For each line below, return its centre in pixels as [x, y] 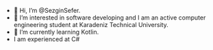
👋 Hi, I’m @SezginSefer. [47, 10]
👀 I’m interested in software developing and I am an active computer [110, 18]
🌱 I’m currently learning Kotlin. [56, 32]
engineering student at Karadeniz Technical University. [91, 25]
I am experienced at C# [47, 39]
